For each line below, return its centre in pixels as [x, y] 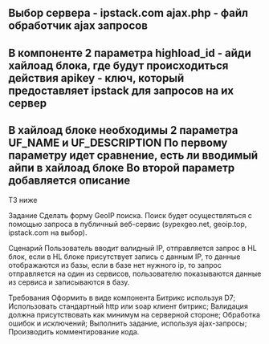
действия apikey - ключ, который [96, 78]
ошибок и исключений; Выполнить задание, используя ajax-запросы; [128, 323]
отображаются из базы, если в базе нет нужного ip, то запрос [115, 265]
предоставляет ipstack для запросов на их [121, 90]
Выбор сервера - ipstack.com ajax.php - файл [128, 13]
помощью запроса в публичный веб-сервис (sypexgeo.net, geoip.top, [128, 224]
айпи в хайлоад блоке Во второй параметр [122, 168]
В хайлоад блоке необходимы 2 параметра [123, 130]
